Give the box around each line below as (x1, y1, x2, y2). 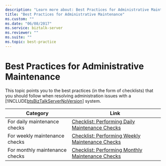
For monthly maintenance (7, 146, 67, 153)
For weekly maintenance (7, 132, 65, 139)
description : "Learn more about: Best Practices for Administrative (5, 7, 149, 12)
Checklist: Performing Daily (71, 118, 135, 125)
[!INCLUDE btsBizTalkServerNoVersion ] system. (5, 98, 101, 104)
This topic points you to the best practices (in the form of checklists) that (5, 87, 154, 93)
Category (26, 110, 49, 117)
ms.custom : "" (5, 16, 35, 21)
